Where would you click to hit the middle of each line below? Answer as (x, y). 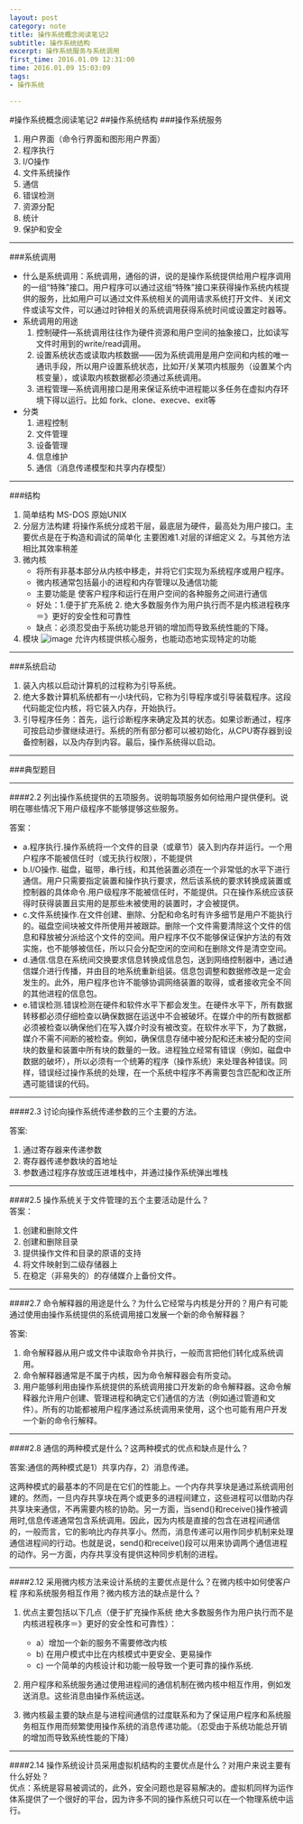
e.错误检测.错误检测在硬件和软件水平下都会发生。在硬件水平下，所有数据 (157, 1005)
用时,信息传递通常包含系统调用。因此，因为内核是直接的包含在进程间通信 (145, 1520)
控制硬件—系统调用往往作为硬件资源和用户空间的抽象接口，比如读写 (162, 332)
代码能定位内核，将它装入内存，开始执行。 (101, 708)
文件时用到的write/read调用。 (91, 343)
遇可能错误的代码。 (58, 1083)
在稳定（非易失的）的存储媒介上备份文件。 (101, 1275)
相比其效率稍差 (50, 548)
